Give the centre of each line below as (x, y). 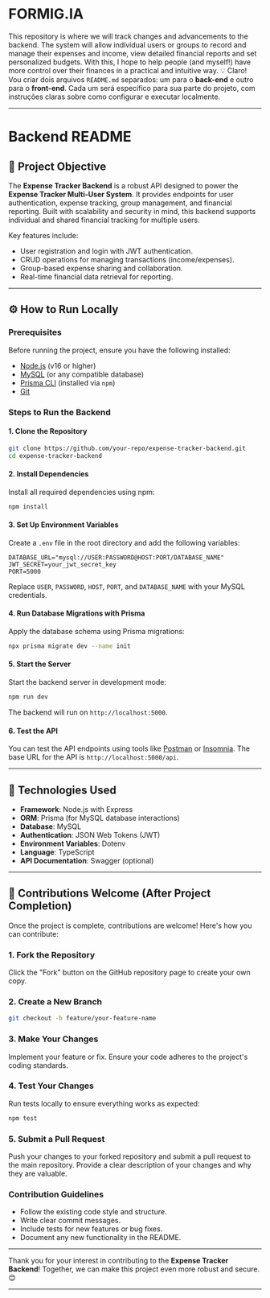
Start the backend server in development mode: (88, 682)
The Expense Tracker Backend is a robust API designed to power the (123, 185)
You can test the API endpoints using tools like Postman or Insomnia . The (129, 748)
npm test (23, 1118)
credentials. (28, 595)
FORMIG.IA (46, 14)
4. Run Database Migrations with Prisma (77, 613)
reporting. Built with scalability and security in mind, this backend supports (132, 211)
